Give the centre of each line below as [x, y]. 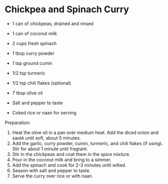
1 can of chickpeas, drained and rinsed [53, 24]
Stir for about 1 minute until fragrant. [50, 149]
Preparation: [18, 122]
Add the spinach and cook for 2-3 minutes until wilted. [69, 165]
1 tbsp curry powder [33, 53]
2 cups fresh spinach [34, 43]
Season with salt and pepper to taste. [51, 170]
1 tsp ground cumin [32, 63]
